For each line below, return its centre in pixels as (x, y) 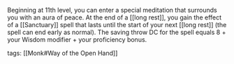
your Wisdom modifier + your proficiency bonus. (77, 40)
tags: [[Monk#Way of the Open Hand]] (63, 53)
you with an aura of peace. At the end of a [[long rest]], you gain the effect (115, 17)
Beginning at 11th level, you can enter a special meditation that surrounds (112, 10)
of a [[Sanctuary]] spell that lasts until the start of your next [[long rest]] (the (117, 25)
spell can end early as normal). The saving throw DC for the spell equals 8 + (117, 32)
